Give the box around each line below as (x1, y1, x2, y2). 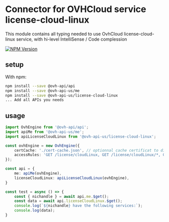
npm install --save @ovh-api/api (5, 83, 75, 88)
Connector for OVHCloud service (5, 4, 147, 15)
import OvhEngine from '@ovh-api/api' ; (5, 125, 89, 130)
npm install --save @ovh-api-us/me (5, 88, 80, 93)
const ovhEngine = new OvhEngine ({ (5, 143, 80, 148)
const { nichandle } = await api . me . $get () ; (14, 194, 109, 199)
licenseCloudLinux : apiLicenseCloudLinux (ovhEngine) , (14, 175, 129, 180)
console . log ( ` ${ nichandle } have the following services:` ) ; (14, 203, 143, 208)
